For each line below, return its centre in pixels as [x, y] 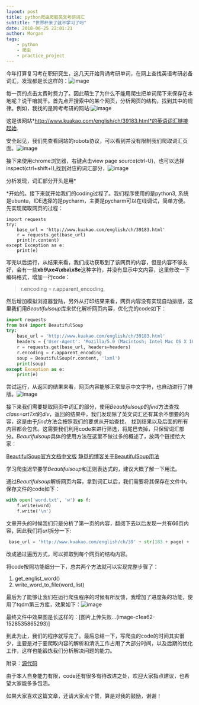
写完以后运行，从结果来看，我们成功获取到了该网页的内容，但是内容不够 [94, 262]
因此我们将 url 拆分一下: [44, 530]
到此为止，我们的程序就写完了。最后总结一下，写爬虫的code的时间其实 [93, 636]
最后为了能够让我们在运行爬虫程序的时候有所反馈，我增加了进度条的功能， [97, 597]
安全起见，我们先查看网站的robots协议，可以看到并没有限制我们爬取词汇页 [97, 140]
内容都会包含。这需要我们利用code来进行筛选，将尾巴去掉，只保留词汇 [93, 429]
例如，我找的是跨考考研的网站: [54, 108]
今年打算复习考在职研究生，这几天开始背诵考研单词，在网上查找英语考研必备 [99, 73]
